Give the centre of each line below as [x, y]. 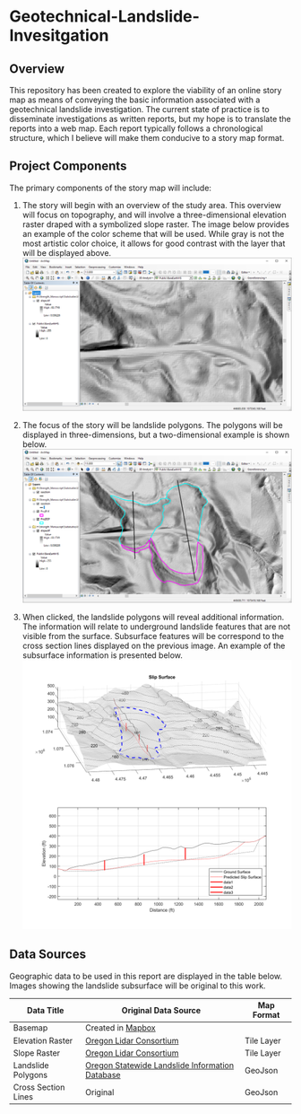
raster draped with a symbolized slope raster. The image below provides [155, 224]
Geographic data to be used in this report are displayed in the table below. [146, 976]
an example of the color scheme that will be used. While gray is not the [153, 233]
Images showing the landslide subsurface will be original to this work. [138, 986]
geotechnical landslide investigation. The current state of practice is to [140, 109]
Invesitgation [59, 35]
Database [103, 1075]
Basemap [30, 1028]
